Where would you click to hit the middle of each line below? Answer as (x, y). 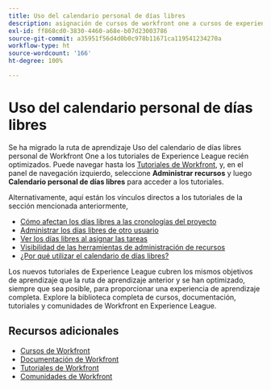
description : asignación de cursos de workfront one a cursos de (120, 23)
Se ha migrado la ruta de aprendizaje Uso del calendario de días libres (125, 147)
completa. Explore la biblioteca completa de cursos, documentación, (122, 297)
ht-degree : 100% (35, 61)
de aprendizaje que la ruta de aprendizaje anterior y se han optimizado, (127, 280)
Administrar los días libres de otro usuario (89, 230)
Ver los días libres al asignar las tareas (83, 238)
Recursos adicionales (64, 331)
